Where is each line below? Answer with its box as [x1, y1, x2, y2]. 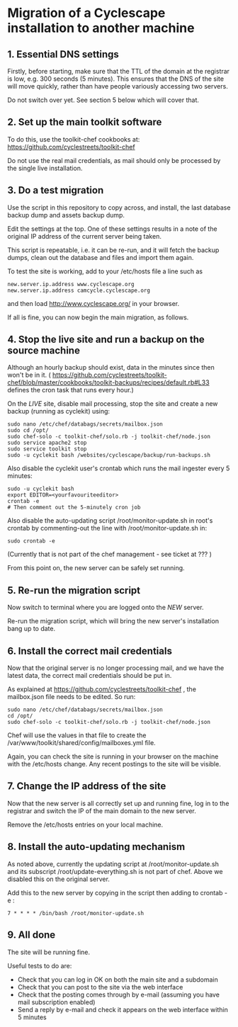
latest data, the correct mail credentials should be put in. [7, 671, 172, 680]
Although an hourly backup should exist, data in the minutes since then [7, 363, 215, 372]
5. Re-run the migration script [7, 584, 141, 596]
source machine [7, 345, 80, 357]
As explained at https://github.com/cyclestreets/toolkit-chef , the [7, 685, 197, 693]
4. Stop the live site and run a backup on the [7, 334, 205, 346]
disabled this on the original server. [7, 875, 110, 883]
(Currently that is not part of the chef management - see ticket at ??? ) [7, 550, 212, 559]
